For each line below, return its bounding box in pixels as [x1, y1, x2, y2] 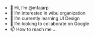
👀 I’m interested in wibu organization [10, 10, 86, 16]
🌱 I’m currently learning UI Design [10, 15, 80, 21]
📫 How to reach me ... [10, 26, 57, 32]
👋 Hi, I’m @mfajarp [10, 5, 49, 10]
